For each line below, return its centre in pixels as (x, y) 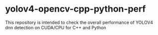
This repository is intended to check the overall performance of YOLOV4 (79, 22)
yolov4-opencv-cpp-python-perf (76, 9)
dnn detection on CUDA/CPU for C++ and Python (56, 27)
